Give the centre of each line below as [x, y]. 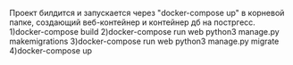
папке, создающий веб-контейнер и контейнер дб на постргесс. [133, 22]
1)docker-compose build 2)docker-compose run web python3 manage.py [144, 32]
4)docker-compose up [50, 51]
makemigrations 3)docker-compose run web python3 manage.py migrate [144, 41]
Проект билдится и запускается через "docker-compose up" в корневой [147, 13]
